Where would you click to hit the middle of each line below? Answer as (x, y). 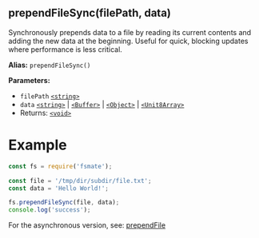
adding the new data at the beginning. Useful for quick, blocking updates (128, 41)
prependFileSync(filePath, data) (90, 13)
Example (38, 145)
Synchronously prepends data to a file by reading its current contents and (130, 32)
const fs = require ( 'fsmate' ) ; (60, 166)
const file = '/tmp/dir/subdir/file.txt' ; (80, 180)
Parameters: (29, 80)
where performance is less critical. (65, 49)
